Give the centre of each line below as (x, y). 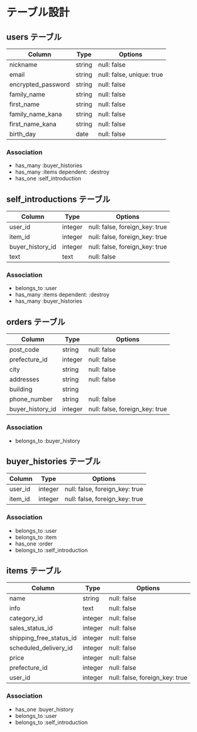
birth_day (23, 134)
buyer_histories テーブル (54, 461)
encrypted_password (40, 84)
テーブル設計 (38, 12)
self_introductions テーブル (58, 199)
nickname (23, 65)
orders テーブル (36, 322)
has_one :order (34, 544)
